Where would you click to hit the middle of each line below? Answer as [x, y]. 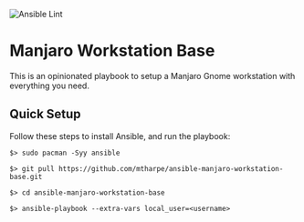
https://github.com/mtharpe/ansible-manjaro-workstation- [171, 168]
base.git [26, 177]
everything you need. [49, 86]
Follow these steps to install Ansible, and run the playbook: [120, 136]
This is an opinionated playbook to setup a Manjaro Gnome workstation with [152, 76]
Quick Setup [45, 114]
